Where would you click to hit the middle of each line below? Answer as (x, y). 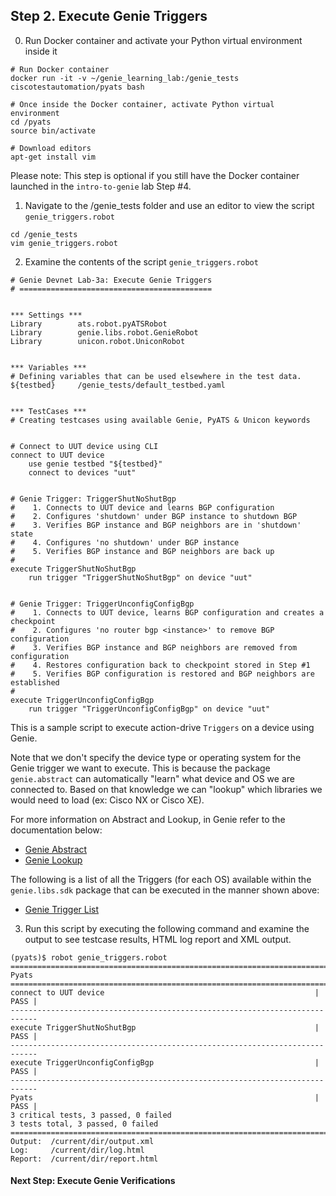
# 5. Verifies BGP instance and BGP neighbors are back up (142, 551)
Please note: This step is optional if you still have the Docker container (155, 175)
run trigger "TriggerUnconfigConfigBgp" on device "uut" (149, 709)
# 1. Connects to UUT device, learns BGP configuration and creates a (167, 612)
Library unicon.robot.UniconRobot (98, 341)
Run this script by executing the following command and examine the (167, 928)
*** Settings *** (46, 315)
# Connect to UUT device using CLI (84, 446)
